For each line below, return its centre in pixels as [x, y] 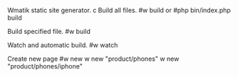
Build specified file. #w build [49, 31]
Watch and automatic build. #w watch [63, 45]
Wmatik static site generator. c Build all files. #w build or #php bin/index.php [119, 10]
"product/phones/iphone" [45, 66]
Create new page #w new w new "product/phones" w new [93, 59]
